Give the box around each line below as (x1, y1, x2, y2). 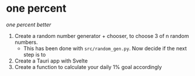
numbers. (14, 39, 38, 46)
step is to (23, 51, 46, 58)
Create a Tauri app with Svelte (14, 57, 88, 64)
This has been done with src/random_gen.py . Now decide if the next (23, 44, 187, 51)
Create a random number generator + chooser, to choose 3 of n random (14, 32, 189, 39)
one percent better (6, 21, 52, 28)
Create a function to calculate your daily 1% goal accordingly (14, 63, 162, 70)
